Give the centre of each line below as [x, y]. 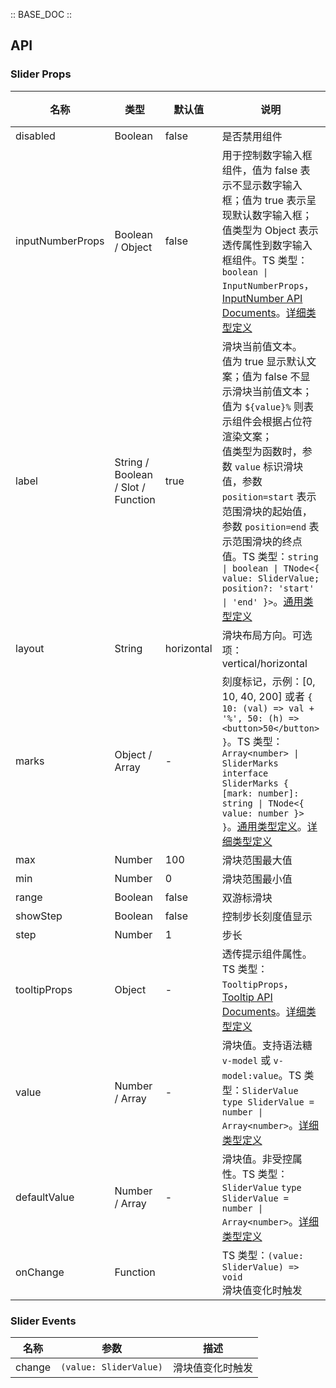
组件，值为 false [259, 170]
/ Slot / [130, 487]
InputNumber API [262, 298]
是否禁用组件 [252, 136]
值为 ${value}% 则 [262, 406]
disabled [35, 136]
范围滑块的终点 [267, 541]
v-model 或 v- [252, 1060]
